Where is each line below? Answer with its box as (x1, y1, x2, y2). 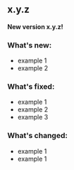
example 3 (17, 113, 49, 122)
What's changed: (7, 131, 68, 141)
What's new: (7, 40, 52, 50)
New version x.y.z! (7, 22, 63, 31)
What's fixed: (7, 82, 55, 92)
